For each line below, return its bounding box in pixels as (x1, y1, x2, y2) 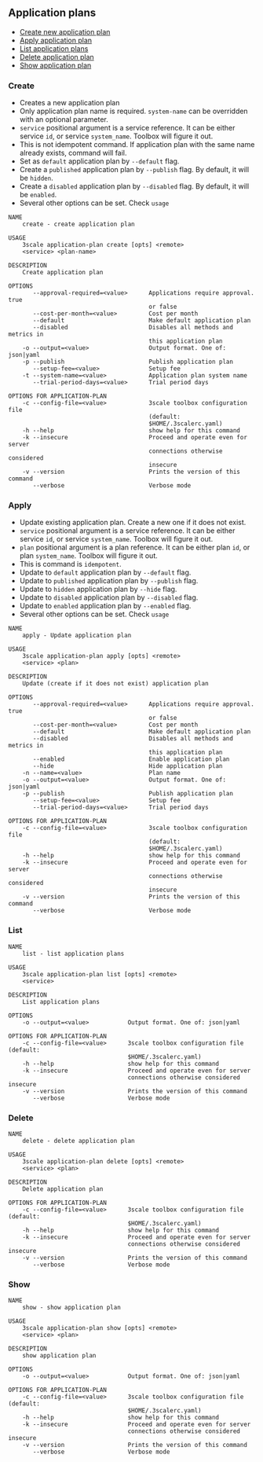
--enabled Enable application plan (32, 755, 230, 763)
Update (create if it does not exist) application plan (22, 680, 210, 688)
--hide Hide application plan (32, 762, 223, 770)
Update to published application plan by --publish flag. (19, 576, 199, 586)
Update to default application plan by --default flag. (19, 568, 192, 577)
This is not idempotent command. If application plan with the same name (19, 140, 255, 149)
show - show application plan (22, 1304, 122, 1312)
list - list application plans (22, 950, 125, 957)
